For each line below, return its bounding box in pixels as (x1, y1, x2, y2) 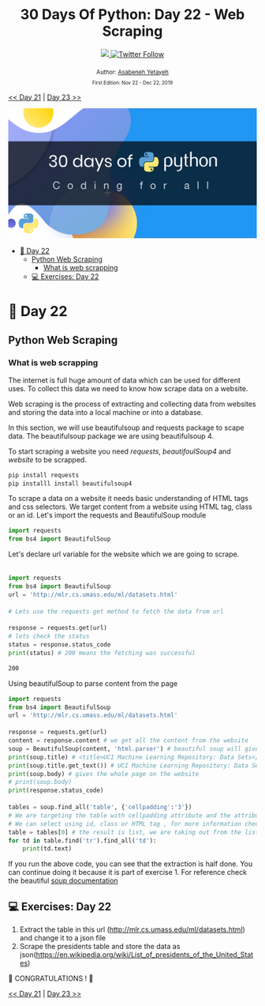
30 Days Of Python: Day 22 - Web (20, 6, 245, 24)
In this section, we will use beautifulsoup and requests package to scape (8, 423, 244, 432)
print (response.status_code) (8, 786, 104, 795)
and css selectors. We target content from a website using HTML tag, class (8, 502, 252, 511)
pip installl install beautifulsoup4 (8, 480, 132, 488)
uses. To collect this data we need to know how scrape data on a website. (8, 383, 248, 393)
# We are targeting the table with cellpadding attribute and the (8, 812, 231, 819)
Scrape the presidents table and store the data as (19, 942, 181, 951)
